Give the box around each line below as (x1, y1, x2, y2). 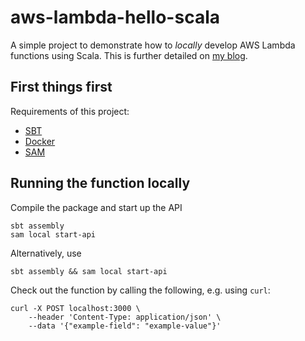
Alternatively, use (10, 247, 82, 259)
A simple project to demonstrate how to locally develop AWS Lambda (10, 39, 296, 51)
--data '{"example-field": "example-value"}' (28, 321, 222, 331)
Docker (24, 135, 56, 147)
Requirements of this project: (10, 105, 130, 117)
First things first (10, 79, 113, 96)
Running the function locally (10, 175, 191, 192)
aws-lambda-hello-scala (10, 6, 220, 29)
